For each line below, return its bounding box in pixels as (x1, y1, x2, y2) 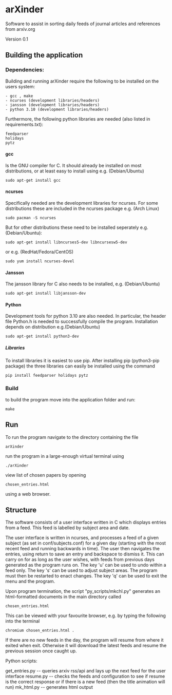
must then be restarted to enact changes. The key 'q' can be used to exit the (5, 573, 167, 579)
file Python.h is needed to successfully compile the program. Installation (5, 318, 158, 324)
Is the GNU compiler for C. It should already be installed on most (5, 162, 142, 168)
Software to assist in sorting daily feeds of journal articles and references (5, 21, 161, 27)
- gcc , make (5, 93, 33, 99)
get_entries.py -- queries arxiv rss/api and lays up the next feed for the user (5, 668, 166, 674)
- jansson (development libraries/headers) (5, 102, 100, 107)
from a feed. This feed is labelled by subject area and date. (5, 525, 130, 531)
